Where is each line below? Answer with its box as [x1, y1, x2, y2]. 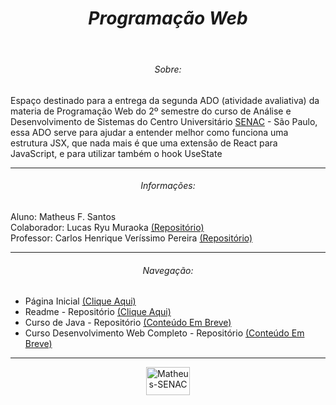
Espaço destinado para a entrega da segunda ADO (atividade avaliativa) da [10, 94, 320, 106]
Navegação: [142, 264, 194, 276]
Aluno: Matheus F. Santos [10, 211, 117, 222]
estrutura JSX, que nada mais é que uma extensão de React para [10, 137, 278, 149]
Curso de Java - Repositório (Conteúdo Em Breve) [24, 317, 232, 329]
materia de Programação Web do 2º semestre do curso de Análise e [10, 105, 292, 117]
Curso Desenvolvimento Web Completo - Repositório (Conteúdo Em [24, 327, 305, 339]
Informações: [140, 180, 196, 192]
